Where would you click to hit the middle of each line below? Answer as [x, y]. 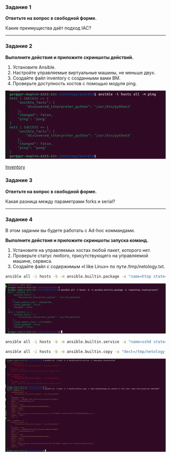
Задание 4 [19, 219]
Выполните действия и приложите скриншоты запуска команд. [77, 240]
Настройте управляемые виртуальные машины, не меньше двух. [84, 72]
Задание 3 [19, 181]
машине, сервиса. [32, 261]
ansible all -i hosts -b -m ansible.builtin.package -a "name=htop [78, 276]
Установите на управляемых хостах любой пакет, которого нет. [82, 250]
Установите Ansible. [34, 67]
